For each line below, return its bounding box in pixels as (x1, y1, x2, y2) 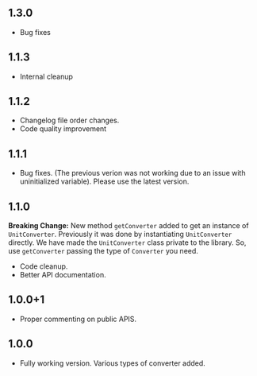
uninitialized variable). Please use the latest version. (19, 176, 190, 186)
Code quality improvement (19, 124, 107, 134)
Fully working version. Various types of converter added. (19, 358, 206, 368)
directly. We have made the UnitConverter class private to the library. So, (8, 238, 247, 247)
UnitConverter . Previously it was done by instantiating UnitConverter (8, 230, 232, 239)
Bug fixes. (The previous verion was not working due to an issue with (19, 169, 246, 178)
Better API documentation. (19, 270, 106, 280)
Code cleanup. (19, 262, 68, 271)
